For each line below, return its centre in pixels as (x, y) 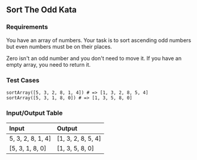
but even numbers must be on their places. (59, 46)
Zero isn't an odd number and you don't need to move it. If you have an (94, 58)
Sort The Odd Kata (41, 10)
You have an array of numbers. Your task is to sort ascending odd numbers (99, 40)
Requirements (27, 27)
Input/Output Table (34, 112)
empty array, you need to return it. (49, 64)
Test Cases (23, 80)
